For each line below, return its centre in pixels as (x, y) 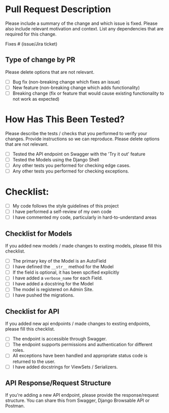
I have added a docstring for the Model (53, 284)
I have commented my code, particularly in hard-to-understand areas (84, 217)
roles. (18, 350)
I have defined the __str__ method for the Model (63, 267)
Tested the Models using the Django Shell (56, 159)
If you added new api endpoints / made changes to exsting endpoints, (78, 324)
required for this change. (31, 34)
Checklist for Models (39, 234)
